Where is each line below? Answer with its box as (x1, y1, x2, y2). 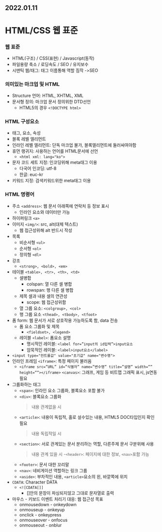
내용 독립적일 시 (31, 431, 62, 436)
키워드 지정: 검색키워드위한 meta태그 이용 (12, 178, 91, 183)
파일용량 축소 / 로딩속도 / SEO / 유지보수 (12, 61, 89, 67)
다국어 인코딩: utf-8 (19, 166, 57, 171)
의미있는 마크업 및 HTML (5, 81, 60, 87)
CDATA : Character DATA (12, 479, 58, 485)
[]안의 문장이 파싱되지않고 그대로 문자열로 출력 (26, 490, 114, 496)
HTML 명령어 (5, 191, 35, 198)
